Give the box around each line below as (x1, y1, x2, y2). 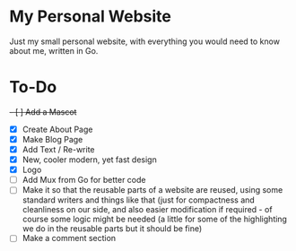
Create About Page (22, 124, 93, 134)
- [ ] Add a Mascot (9, 106, 77, 117)
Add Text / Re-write (22, 144, 95, 154)
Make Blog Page (22, 134, 83, 144)
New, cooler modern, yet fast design (22, 154, 157, 165)
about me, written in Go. (9, 45, 99, 56)
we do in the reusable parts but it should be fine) (22, 223, 203, 234)
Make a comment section (22, 233, 117, 244)
